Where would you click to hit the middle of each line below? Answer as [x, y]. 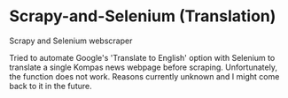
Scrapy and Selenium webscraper [71, 41]
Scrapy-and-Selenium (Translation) [143, 16]
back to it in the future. [51, 86]
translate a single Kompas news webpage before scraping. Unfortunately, [143, 67]
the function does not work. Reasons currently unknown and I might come [144, 76]
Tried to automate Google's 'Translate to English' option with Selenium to [142, 57]
